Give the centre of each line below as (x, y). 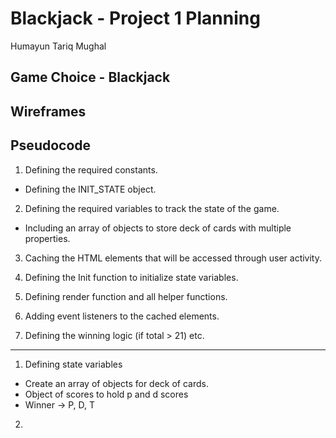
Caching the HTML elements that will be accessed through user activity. (173, 258)
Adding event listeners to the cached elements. (122, 316)
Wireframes (48, 111)
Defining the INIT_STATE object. (90, 189)
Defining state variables (73, 364)
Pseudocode (51, 145)
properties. (47, 238)
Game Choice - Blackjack (90, 77)
